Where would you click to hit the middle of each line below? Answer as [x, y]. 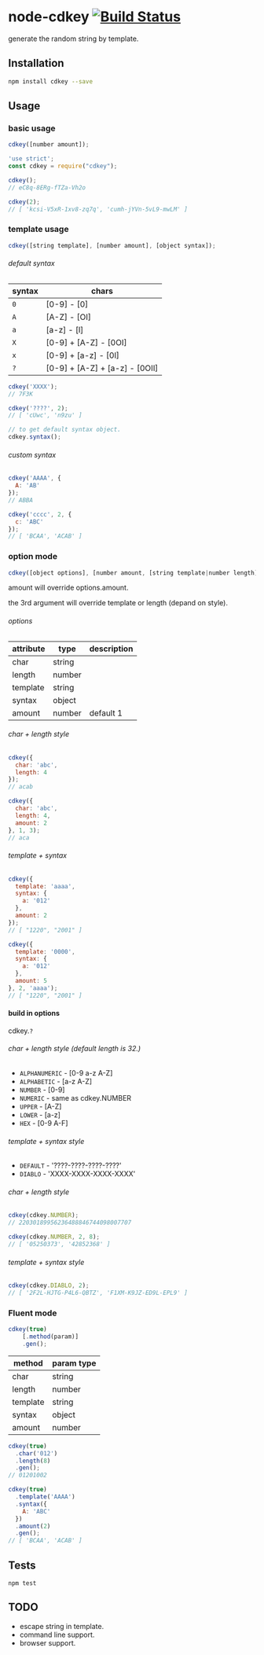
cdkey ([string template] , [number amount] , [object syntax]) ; [112, 245]
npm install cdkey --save [50, 81]
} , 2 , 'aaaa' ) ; [33, 988]
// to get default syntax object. [65, 430]
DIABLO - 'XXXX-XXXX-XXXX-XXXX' [77, 1174]
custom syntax [32, 454]
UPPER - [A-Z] [40, 1107]
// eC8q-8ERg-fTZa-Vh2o [47, 188]
